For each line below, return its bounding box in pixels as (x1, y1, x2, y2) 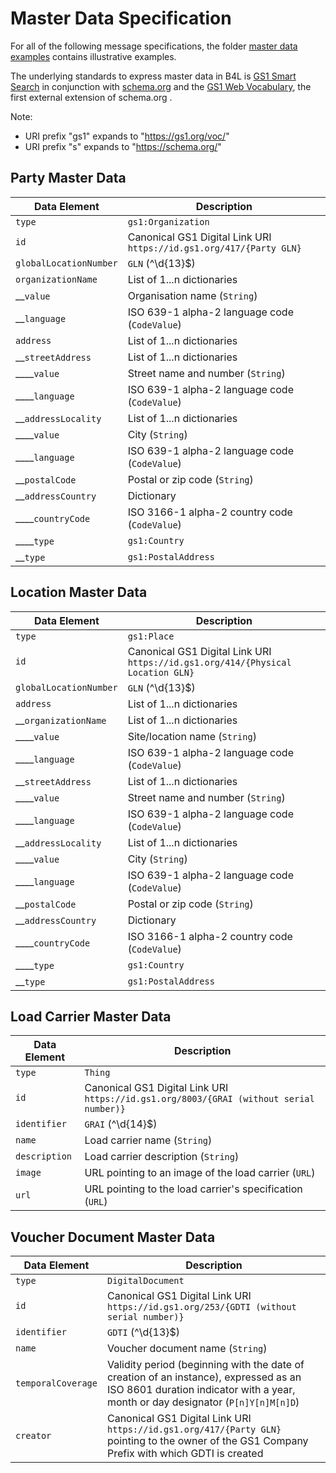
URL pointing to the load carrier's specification (84, 1182, 303, 1196)
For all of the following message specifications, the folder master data (10, 40, 298, 52)
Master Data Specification (10, 7, 232, 30)
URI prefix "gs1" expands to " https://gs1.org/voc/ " (24, 130, 230, 142)
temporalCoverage (15, 1378, 98, 1389)
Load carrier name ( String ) (84, 1133, 213, 1147)
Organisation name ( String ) (127, 288, 258, 302)
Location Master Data (10, 584, 148, 601)
